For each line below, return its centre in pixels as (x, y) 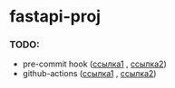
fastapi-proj (55, 17)
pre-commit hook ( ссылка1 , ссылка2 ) (94, 64)
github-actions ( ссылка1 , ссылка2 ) (89, 74)
